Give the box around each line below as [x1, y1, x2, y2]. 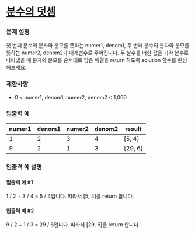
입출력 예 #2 [6, 207, 34, 214]
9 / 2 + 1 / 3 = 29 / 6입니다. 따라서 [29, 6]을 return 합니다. [6, 221, 140, 228]
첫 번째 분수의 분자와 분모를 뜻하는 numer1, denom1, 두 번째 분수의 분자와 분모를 [6, 42, 190, 49]
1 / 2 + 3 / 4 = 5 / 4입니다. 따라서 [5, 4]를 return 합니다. [6, 192, 134, 199]
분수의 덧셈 [6, 5, 56, 19]
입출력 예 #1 [6, 178, 33, 185]
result [125, 125, 142, 133]
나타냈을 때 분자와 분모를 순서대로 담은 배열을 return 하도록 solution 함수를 [6, 57, 177, 64]
